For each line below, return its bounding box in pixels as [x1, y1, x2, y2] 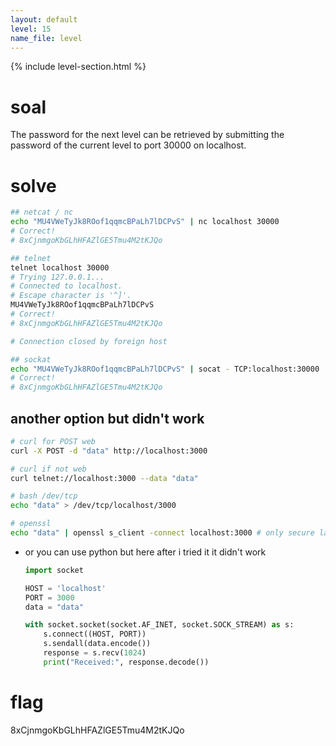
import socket [24, 565, 84, 575]
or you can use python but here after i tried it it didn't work [24, 546, 267, 558]
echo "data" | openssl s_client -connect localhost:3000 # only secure [10, 528, 315, 538]
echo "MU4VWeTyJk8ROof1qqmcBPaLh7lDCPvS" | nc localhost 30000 [10, 217, 280, 227]
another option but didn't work [10, 410, 205, 427]
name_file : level [10, 33, 83, 43]
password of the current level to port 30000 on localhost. [10, 139, 247, 151]
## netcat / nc [10, 207, 74, 218]
